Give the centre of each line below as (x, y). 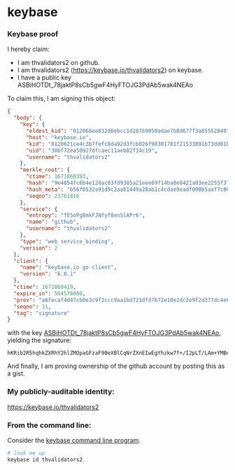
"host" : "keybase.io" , (59, 137)
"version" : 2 (39, 248)
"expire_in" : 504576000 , (50, 293)
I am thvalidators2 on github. (58, 63)
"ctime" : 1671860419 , (45, 287)
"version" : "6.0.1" (48, 274)
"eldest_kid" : (47, 131)
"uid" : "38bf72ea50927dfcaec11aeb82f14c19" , (92, 150)
